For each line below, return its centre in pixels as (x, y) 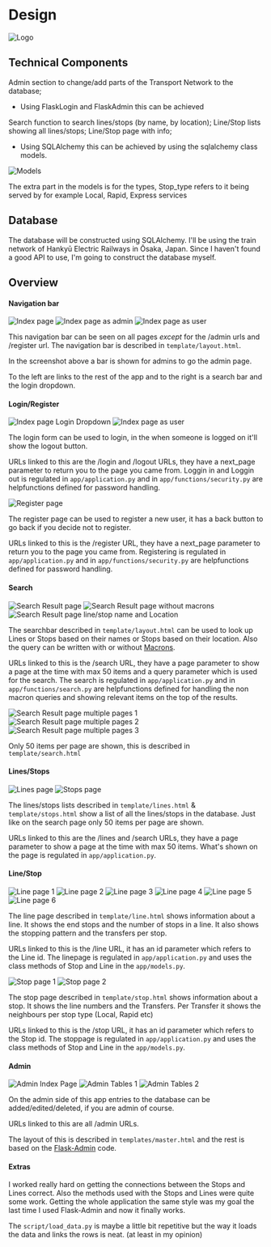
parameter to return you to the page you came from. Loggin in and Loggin (131, 470)
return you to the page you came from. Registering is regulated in (117, 552)
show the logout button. (48, 446)
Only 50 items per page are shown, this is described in (99, 745)
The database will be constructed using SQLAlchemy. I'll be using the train (132, 240)
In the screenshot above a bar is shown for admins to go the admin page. (130, 361)
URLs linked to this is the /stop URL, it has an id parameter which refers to (131, 1030)
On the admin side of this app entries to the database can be (109, 1100)
